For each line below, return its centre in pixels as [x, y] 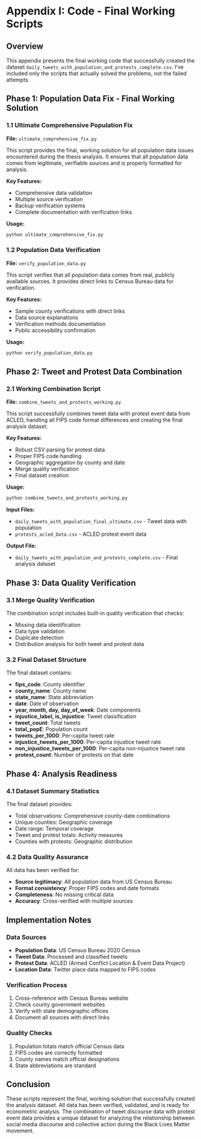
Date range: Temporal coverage [54, 828]
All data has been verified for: [43, 870]
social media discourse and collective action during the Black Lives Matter [98, 1125]
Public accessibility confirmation [55, 330]
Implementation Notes [49, 920]
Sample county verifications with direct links [70, 311]
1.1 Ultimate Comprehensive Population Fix [70, 125]
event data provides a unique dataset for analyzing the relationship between [100, 1118]
